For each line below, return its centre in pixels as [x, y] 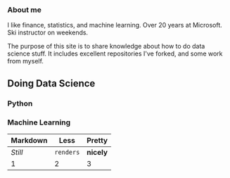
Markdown [29, 140]
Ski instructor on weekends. [48, 32]
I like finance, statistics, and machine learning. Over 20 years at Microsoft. [115, 25]
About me [25, 10]
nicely [97, 152]
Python [20, 103]
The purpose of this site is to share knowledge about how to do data [106, 46]
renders [67, 152]
